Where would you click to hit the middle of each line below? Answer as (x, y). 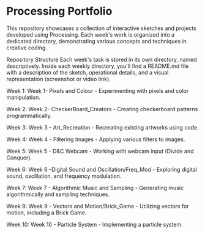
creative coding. (27, 48)
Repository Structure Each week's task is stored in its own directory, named (102, 59)
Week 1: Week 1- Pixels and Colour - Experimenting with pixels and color (98, 90)
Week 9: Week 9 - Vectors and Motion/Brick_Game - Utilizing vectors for (98, 206)
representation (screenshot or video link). (59, 79)
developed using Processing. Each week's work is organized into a (91, 34)
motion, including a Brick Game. (47, 213)
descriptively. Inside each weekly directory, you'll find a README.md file (98, 66)
